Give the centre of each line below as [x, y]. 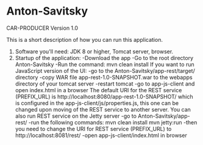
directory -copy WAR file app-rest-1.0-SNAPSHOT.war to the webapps [104, 77]
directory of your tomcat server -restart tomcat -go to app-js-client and [105, 84]
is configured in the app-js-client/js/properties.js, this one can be [97, 103]
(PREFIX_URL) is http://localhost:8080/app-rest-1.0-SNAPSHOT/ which [104, 96]
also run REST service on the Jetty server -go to [76, 116]
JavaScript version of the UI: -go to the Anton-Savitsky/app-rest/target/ [105, 70]
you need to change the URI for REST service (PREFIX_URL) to [93, 129]
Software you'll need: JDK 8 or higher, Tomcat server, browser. [94, 51]
